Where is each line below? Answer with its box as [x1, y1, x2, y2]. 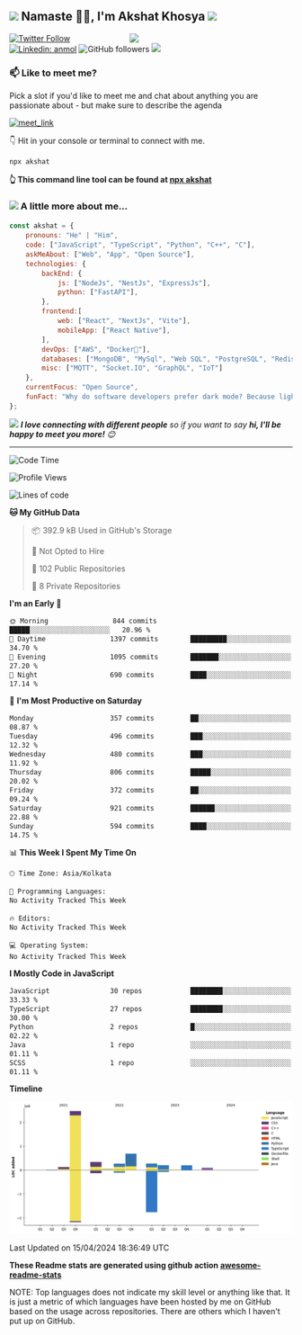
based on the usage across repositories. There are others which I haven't [9, 1306, 280, 1317]
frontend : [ [41, 307, 83, 316]
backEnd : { [41, 269, 83, 278]
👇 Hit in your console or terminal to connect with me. [9, 136, 205, 147]
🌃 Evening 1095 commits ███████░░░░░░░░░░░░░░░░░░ [9, 652, 292, 661]
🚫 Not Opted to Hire [31, 545, 105, 556]
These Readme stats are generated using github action [9, 1260, 218, 1271]
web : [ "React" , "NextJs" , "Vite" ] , [57, 317, 191, 326]
